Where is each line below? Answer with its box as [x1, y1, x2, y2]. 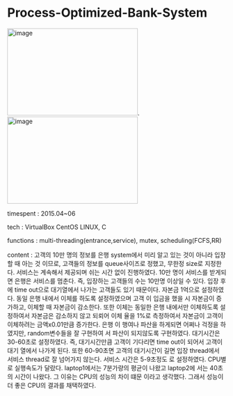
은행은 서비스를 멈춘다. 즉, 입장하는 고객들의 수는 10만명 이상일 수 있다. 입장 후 [14, 276, 226, 285]
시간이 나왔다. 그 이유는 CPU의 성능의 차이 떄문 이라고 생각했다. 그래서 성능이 [14, 372, 224, 381]
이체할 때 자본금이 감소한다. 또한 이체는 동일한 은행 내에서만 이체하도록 [27, 303, 219, 311]
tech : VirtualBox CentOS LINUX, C [7, 223, 106, 231]
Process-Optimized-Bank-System [7, 5, 207, 21]
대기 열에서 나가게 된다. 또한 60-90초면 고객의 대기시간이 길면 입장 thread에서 [7, 346, 220, 354]
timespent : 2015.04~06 [7, 209, 76, 217]
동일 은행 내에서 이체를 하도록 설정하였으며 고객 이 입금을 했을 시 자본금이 [16, 294, 215, 302]
